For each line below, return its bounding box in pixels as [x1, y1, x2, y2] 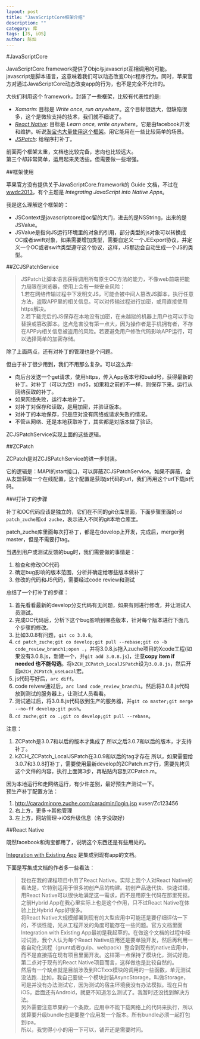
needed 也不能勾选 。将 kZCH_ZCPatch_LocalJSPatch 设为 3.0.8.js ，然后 [14, 660, 186, 667]
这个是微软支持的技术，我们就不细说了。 [25, 113, 125, 120]
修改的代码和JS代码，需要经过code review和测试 [14, 576, 135, 583]
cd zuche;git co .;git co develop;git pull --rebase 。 [14, 712, 154, 719]
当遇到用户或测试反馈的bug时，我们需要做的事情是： [6, 548, 136, 556]
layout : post [6, 8, 39, 15]
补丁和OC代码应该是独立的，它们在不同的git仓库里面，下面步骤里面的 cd [6, 508, 182, 515]
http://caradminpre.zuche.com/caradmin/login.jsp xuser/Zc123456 [14, 800, 179, 807]
